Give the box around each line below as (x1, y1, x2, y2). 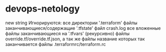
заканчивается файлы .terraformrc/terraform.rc (5, 41, 106, 47)
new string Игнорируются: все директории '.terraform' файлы (5, 20, 138, 26)
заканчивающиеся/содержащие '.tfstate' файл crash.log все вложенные (5, 25, 161, 31)
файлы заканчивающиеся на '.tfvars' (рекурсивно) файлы (5, 30, 130, 36)
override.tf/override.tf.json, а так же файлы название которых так (5, 36, 145, 42)
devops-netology (5, 3, 80, 15)
